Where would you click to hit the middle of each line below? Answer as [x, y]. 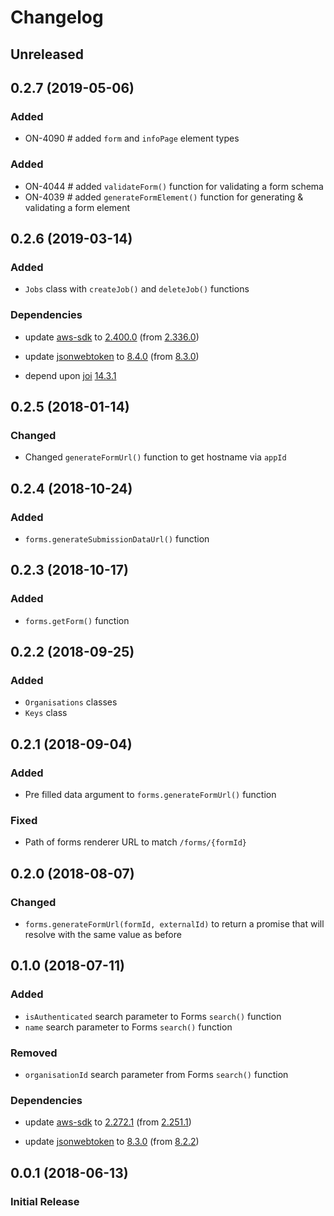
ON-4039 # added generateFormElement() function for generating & [164, 197]
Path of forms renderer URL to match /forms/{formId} [135, 842]
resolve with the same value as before [103, 934]
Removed [34, 1053]
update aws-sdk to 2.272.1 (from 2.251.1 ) [108, 1122]
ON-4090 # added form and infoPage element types [132, 138]
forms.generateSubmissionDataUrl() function [117, 538]
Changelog [57, 17]
